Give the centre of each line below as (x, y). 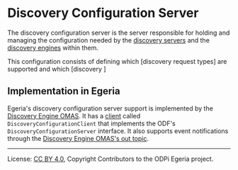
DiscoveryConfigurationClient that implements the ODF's (91, 123)
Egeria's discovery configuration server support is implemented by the (110, 108)
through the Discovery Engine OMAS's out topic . (78, 138)
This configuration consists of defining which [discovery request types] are (117, 61)
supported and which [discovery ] (57, 69)
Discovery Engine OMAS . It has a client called (74, 115)
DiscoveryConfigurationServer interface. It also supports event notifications (118, 131)
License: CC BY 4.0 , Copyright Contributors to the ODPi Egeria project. (110, 159)
